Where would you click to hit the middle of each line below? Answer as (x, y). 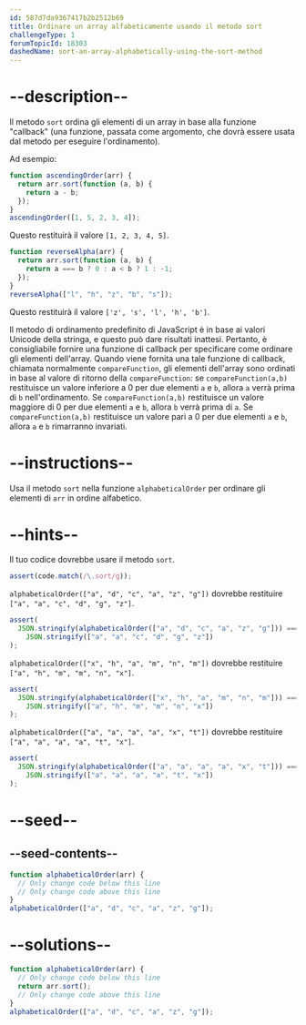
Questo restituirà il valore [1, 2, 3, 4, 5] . (89, 235)
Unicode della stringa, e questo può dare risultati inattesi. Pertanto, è (138, 339)
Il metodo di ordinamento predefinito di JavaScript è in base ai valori (138, 330)
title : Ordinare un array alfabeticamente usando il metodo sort (136, 26)
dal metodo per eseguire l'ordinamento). (85, 141)
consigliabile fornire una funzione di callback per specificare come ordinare (151, 349)
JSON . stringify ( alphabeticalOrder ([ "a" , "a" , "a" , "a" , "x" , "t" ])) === (158, 767)
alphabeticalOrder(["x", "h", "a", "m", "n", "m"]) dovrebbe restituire (146, 663)
